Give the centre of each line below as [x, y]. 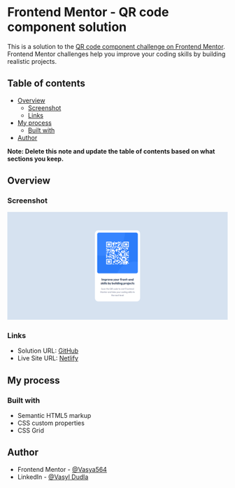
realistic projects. [32, 61]
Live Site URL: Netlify [48, 358]
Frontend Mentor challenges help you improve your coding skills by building [116, 54]
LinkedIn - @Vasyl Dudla [53, 477]
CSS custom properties [51, 423]
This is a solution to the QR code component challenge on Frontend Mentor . [116, 46]
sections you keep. [36, 158]
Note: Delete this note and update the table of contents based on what [111, 151]
